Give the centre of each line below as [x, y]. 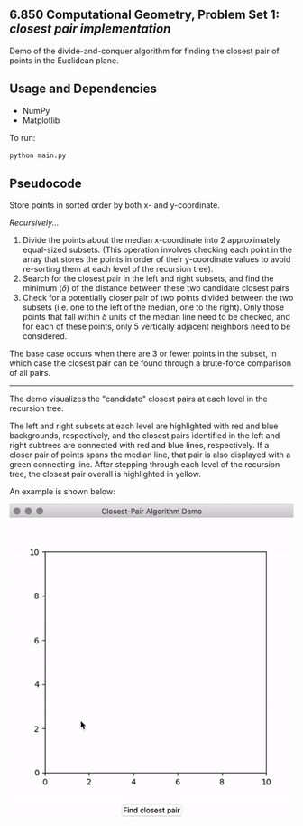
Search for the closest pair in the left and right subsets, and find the [148, 278]
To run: [23, 137]
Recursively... [34, 223]
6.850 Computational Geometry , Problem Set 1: [145, 15]
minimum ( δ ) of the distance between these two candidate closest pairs [156, 288]
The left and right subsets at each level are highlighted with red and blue [144, 426]
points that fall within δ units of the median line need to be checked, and [156, 317]
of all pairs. [30, 373]
